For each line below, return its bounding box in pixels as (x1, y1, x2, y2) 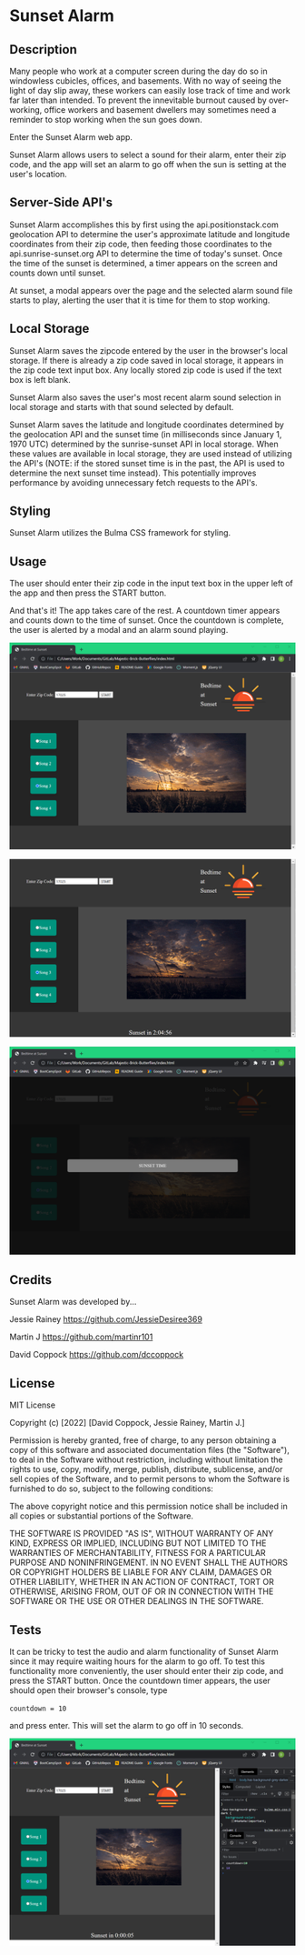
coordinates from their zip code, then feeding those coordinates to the (9, 238, 272, 249)
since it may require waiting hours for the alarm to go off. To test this (9, 1656, 266, 1667)
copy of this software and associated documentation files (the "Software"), (9, 1445, 290, 1456)
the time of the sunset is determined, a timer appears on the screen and (9, 257, 279, 268)
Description (9, 42, 77, 57)
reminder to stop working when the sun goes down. (9, 115, 202, 125)
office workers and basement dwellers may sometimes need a (44, 105, 277, 115)
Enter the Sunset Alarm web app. (9, 132, 133, 142)
